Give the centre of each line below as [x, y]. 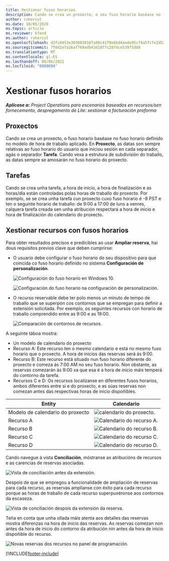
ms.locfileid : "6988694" [32, 66]
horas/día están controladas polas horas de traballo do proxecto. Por [77, 193]
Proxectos [22, 126]
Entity [49, 404]
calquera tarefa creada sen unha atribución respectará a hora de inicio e [80, 209]
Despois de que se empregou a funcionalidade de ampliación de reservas [82, 482]
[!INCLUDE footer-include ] [32, 553]
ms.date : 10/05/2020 [27, 24]
